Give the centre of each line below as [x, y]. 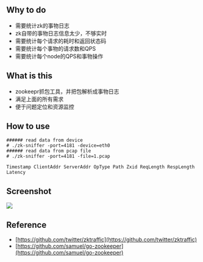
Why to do [26, 10]
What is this [30, 76]
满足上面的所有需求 [39, 99]
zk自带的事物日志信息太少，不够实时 [61, 33]
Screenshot [29, 191]
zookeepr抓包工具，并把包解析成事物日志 [67, 91]
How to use [28, 126]
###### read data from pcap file [49, 151]
